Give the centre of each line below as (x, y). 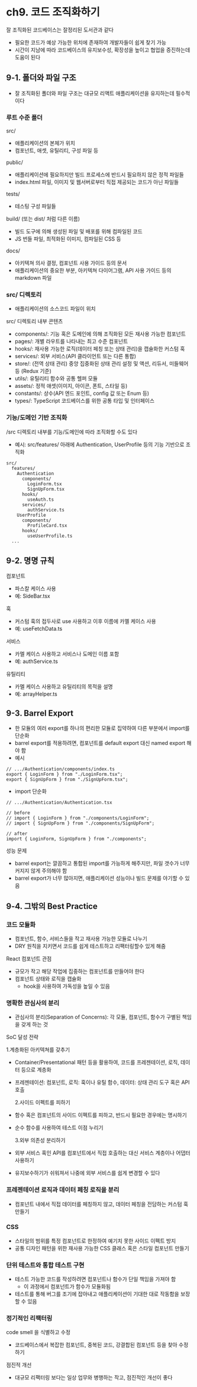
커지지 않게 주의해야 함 (41, 871)
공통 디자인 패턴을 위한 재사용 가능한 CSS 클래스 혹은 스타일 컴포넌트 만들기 (102, 1248)
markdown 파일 (33, 278)
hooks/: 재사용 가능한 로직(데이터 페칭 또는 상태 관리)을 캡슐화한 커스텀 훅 (100, 349)
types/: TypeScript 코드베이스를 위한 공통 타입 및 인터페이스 (85, 401)
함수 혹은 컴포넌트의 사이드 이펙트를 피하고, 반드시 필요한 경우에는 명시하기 (101, 1115)
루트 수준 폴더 (25, 118)
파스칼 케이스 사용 (35, 589)
